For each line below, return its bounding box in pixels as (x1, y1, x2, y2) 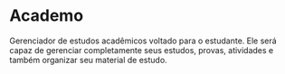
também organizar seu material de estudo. (9, 54, 167, 65)
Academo (9, 5, 84, 26)
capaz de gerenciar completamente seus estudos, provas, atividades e (9, 44, 274, 55)
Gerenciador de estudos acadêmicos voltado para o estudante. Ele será (9, 35, 278, 46)
